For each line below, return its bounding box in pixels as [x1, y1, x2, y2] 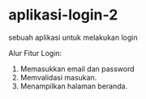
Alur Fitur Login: [8, 48, 62, 58]
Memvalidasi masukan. [19, 72, 97, 82]
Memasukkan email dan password [19, 63, 135, 74]
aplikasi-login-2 [8, 6, 118, 24]
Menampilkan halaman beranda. [19, 81, 128, 91]
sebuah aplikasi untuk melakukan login [8, 32, 138, 42]
